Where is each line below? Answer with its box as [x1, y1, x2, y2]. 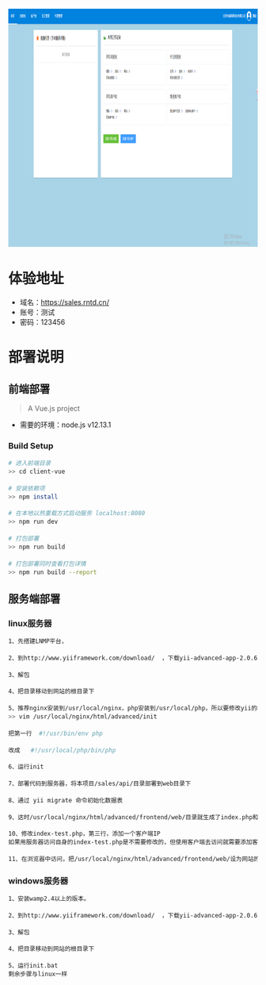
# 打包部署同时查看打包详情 [8, 560, 87, 568]
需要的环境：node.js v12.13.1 [19, 420, 112, 429]
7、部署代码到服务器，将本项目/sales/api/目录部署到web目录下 [8, 779, 192, 788]
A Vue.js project [27, 403, 81, 413]
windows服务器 [8, 875, 69, 886]
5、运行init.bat [8, 962, 59, 970]
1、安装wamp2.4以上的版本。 [8, 895, 90, 903]
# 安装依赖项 [8, 484, 45, 492]
